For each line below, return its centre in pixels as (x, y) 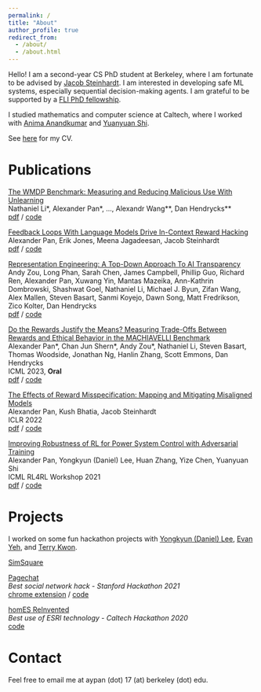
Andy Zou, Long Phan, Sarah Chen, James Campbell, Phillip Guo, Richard (126, 272)
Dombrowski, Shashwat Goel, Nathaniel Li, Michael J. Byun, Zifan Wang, (125, 289)
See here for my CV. (40, 138)
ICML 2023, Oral (35, 371)
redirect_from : (33, 37)
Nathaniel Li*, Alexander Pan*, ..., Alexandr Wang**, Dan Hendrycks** (120, 208)
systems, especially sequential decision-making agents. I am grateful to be (129, 91)
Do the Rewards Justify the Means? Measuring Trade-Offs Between (118, 329)
